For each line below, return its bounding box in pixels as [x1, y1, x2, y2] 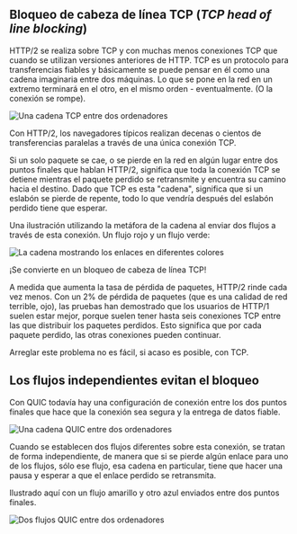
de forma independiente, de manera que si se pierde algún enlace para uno [9, 450, 289, 461]
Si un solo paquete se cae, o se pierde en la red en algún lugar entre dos [9, 155, 279, 165]
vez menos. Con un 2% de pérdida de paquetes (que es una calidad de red [9, 291, 288, 302]
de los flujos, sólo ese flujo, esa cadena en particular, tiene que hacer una [9, 460, 283, 471]
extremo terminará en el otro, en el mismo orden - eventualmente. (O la [9, 83, 273, 93]
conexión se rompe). [9, 93, 86, 103]
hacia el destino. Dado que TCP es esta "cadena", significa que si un [9, 183, 264, 194]
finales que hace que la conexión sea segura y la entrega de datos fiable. [9, 406, 281, 417]
